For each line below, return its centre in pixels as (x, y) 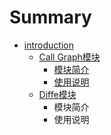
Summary (50, 17)
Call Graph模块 (69, 57)
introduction (48, 45)
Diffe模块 (57, 94)
